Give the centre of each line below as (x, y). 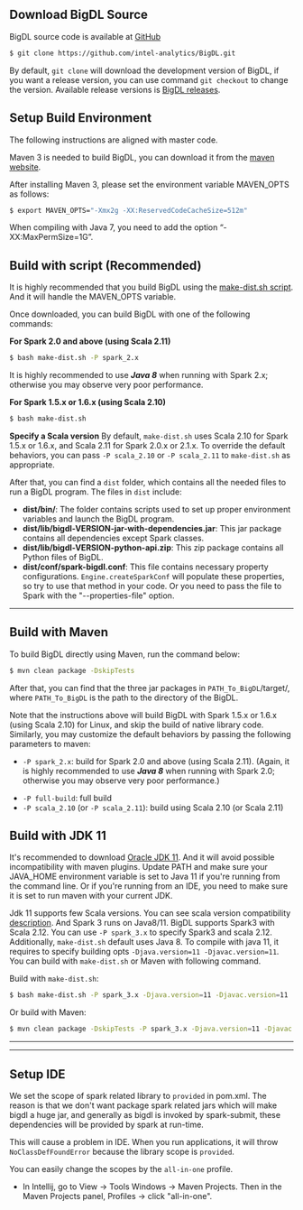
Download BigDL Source (79, 15)
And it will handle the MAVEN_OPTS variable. (93, 297)
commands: (32, 324)
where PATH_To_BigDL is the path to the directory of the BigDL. (124, 697)
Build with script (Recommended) (106, 265)
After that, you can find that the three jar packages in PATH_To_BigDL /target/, (150, 688)
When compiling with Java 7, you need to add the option (114, 227)
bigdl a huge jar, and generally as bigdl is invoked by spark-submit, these (145, 1115)
